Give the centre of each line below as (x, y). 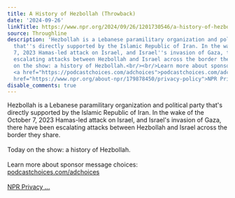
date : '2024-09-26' (36, 20)
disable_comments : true (42, 85)
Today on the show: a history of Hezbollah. (69, 150)
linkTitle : (23, 27)
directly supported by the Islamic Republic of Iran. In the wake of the (106, 113)
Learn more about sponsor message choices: (73, 164)
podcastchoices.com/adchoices (54, 172)
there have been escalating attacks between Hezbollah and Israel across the (117, 127)
